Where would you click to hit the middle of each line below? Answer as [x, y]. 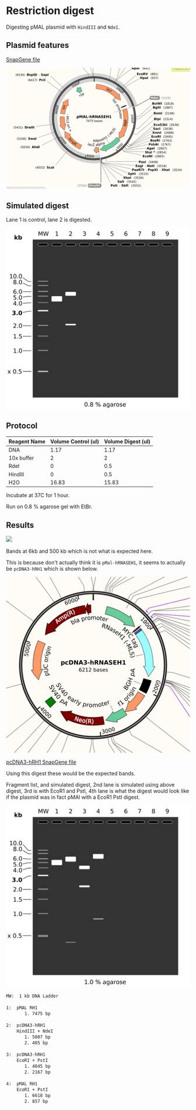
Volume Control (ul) [75, 441]
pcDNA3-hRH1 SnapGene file [41, 762]
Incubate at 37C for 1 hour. [38, 495]
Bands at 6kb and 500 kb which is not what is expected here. [80, 551]
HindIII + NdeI [35, 1031]
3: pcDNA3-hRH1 [26, 1055]
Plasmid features [38, 45]
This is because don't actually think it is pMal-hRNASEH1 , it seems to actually [96, 563]
